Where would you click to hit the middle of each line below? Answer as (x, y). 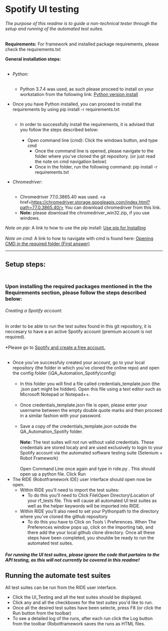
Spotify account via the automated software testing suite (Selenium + (91, 452)
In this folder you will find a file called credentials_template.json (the (90, 383)
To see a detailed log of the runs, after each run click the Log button (82, 618)
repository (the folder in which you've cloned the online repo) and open (86, 367)
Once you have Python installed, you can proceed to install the (77, 104)
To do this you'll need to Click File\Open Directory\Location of (91, 495)
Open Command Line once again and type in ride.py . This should (87, 468)
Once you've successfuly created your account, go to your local (78, 362)
